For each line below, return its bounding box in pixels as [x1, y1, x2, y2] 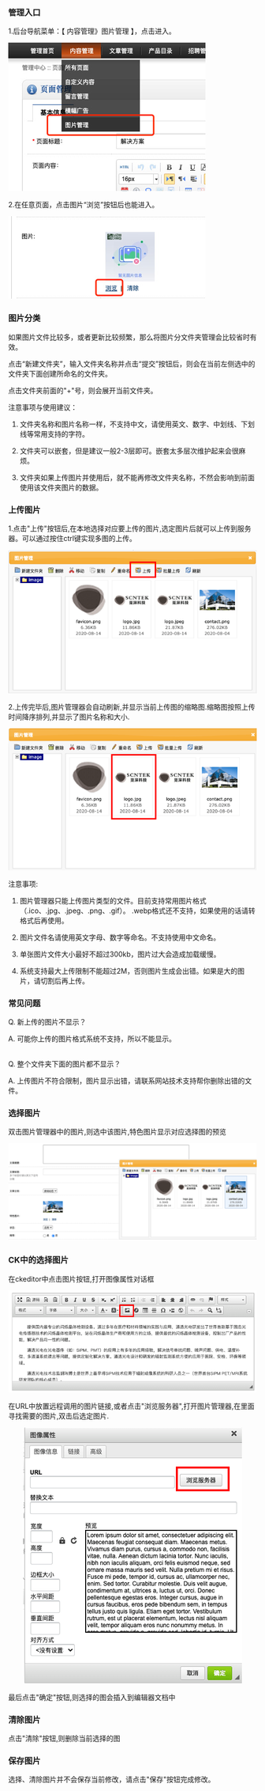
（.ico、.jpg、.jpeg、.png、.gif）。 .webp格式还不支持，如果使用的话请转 [19, 906, 256, 915]
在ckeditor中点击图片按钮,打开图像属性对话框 [8, 1274, 155, 1283]
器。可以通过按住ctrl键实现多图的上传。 [8, 533, 136, 543]
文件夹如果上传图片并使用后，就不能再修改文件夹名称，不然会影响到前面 [19, 472, 255, 482]
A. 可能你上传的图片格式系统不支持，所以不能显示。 [8, 1034, 176, 1043]
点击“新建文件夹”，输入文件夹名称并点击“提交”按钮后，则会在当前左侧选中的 [8, 358, 256, 369]
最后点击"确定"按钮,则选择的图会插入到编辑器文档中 [8, 1692, 176, 1702]
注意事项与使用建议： [8, 402, 77, 412]
